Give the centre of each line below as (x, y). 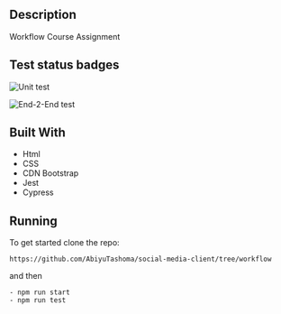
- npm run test (38, 300)
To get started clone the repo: (64, 243)
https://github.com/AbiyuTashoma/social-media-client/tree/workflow (140, 259)
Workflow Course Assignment (65, 36)
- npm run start (40, 292)
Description (43, 15)
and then (26, 276)
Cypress (38, 192)
